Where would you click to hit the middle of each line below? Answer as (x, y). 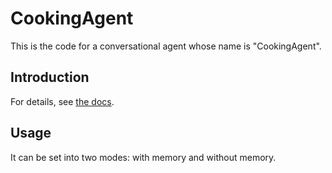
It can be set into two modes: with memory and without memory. (143, 157)
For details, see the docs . (62, 101)
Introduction (50, 77)
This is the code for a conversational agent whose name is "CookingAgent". (166, 46)
